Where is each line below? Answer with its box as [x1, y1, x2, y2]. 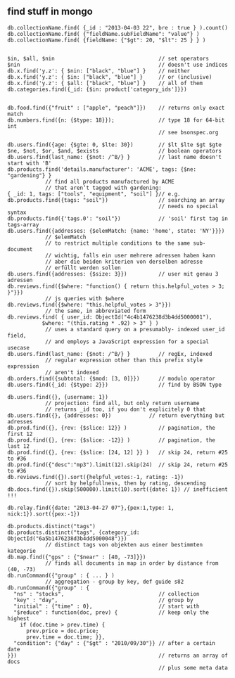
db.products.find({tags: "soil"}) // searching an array [7, 196, 225, 203]
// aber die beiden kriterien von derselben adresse [44, 258, 203, 265]
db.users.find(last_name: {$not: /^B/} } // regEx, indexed [7, 350, 212, 357]
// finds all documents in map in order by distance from [44, 559, 219, 567]
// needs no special [158, 203, 219, 210]
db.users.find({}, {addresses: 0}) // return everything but [7, 411, 225, 419]
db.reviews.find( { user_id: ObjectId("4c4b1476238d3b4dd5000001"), [7, 313, 212, 321]
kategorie [7, 547, 37, 554]
